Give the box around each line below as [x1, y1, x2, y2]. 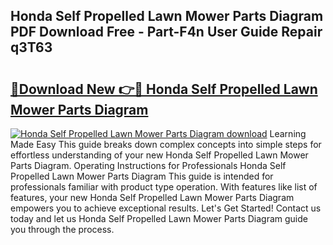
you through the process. [10, 224, 115, 235]
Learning [269, 128, 307, 139]
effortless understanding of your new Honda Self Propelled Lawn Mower [10, 149, 309, 161]
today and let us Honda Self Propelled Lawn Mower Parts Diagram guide [10, 213, 308, 224]
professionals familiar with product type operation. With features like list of [10, 181, 318, 193]
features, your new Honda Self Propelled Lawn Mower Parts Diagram [10, 192, 295, 203]
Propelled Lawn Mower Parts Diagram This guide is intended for [10, 170, 274, 182]
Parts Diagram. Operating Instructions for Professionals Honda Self [10, 160, 287, 171]
